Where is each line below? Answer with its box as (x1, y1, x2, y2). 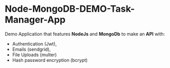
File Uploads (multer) (12, 52, 57, 58)
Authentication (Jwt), (12, 40, 57, 47)
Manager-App (5, 14, 66, 26)
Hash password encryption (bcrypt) (12, 57, 88, 63)
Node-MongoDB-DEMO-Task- (5, 3, 135, 15)
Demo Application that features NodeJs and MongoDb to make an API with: (5, 31, 165, 37)
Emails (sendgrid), (12, 46, 51, 52)
